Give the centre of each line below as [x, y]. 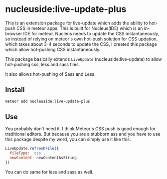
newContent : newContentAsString [43, 158]
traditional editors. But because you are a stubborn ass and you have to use [83, 134]
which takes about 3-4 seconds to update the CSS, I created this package [81, 44]
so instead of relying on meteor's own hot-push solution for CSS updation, [82, 39]
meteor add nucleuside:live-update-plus [48, 101]
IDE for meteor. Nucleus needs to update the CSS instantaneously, [91, 33]
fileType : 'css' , [28, 153]
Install [15, 90]
